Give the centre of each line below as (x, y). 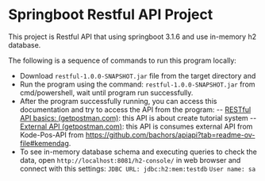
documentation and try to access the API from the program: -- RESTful (135, 110)
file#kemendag (44, 143)
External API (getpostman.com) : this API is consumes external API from (136, 126)
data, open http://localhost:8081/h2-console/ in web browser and (130, 160)
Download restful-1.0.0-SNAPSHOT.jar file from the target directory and (138, 75)
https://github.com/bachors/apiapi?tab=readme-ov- (170, 135)
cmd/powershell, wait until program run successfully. (106, 92)
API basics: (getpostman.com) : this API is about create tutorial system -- (138, 117)
